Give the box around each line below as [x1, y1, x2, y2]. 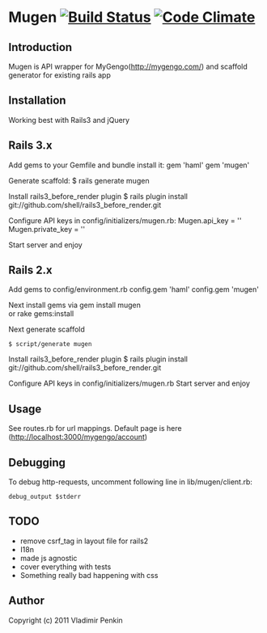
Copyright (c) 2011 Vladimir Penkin [8, 615, 123, 625]
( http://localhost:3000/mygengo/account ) [8, 433, 148, 442]
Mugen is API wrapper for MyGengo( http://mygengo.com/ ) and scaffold [8, 61, 248, 71]
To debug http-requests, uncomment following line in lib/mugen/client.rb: [8, 477, 253, 487]
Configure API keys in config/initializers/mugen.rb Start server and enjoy [8, 378, 251, 388]
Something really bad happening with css [19, 570, 159, 580]
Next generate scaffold [8, 324, 85, 335]
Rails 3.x [8, 138, 53, 153]
